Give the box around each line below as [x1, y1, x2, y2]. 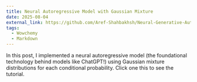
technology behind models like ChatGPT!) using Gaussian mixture [6, 58, 165, 65]
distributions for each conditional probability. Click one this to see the [6, 64, 174, 71]
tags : [6, 25, 19, 31]
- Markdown [11, 36, 38, 42]
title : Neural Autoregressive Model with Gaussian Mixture [6, 8, 154, 15]
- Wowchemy [11, 30, 38, 36]
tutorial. [6, 71, 25, 77]
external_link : [6, 19, 43, 25]
